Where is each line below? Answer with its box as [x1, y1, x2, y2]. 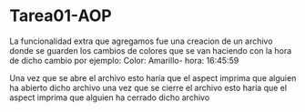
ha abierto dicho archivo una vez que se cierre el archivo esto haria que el [9, 82, 288, 93]
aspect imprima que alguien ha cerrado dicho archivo [9, 92, 210, 103]
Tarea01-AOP [9, 5, 112, 26]
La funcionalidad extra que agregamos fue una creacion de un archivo [9, 36, 273, 46]
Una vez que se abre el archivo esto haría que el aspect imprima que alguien [9, 72, 297, 83]
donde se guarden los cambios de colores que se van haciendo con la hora [9, 45, 292, 56]
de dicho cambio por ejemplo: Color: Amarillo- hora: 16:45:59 [9, 55, 239, 66]
